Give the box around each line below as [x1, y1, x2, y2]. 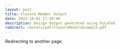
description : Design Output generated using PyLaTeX [5, 20, 116, 26]
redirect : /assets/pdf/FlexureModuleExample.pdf [5, 25, 107, 30]
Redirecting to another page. [5, 38, 63, 44]
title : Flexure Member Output [5, 12, 67, 16]
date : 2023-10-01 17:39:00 [5, 16, 60, 21]
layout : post [5, 7, 32, 12]
